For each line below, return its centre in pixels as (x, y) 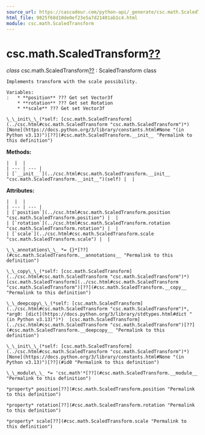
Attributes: (20, 191)
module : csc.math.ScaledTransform (50, 23)
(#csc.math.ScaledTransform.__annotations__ (64, 255)
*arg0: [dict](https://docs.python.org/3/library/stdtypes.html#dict (97, 314)
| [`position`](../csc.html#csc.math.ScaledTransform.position (88, 213)
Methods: (19, 152)
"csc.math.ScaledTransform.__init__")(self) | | (71, 179)
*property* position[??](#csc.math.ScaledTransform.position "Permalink (101, 389)
